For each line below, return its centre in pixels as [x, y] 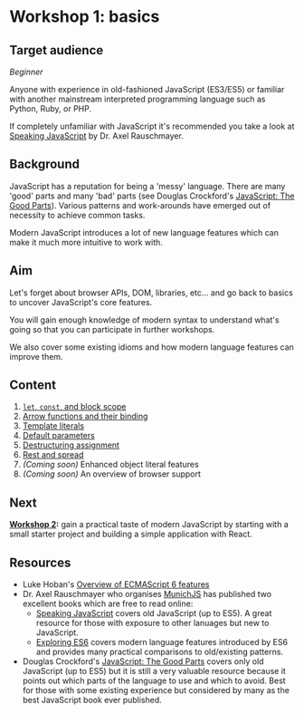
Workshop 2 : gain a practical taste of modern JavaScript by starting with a [149, 525]
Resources [40, 562]
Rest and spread [53, 455]
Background [44, 164]
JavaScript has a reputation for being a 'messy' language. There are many [147, 186]
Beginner [26, 72]
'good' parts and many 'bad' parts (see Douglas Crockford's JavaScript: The [152, 196]
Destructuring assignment [71, 445]
